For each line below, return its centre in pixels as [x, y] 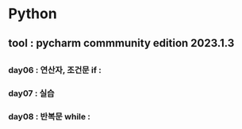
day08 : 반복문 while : [50, 116]
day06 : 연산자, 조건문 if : [55, 70]
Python [33, 14]
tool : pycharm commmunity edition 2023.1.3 [121, 43]
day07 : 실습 [31, 93]
